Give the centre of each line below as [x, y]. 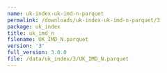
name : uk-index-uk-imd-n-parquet [56, 14]
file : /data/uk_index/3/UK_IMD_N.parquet [68, 59]
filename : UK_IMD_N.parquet [48, 40]
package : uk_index [34, 26]
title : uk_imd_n [31, 33]
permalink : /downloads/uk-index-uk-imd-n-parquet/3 [83, 20]
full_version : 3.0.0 [37, 53]
